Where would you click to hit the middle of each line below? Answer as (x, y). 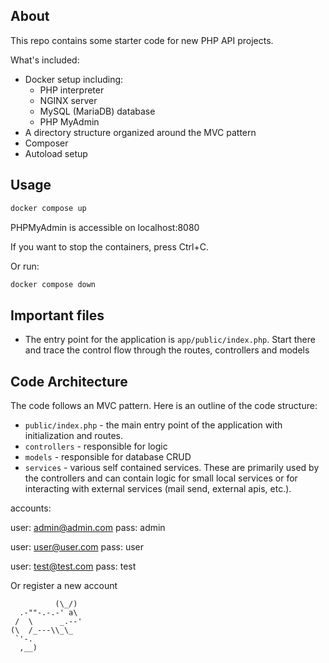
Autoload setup (56, 153)
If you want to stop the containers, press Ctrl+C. (109, 246)
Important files (57, 315)
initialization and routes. (74, 435)
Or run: (25, 266)
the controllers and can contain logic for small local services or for (161, 478)
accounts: (31, 508)
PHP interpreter (72, 90)
